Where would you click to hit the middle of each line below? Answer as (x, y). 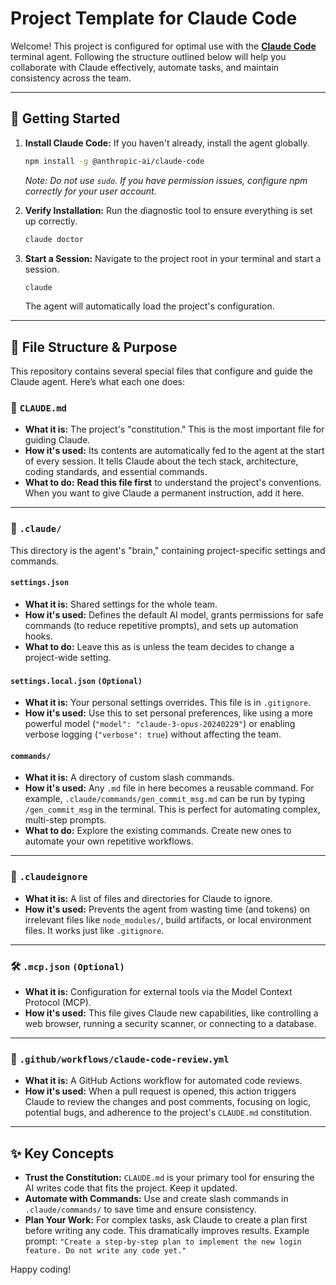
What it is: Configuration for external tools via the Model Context (158, 991)
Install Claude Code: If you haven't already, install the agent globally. (167, 143)
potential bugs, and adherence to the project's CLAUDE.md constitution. (168, 1113)
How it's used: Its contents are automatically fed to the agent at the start (174, 451)
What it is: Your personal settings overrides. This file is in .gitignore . (168, 703)
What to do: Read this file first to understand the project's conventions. (173, 483)
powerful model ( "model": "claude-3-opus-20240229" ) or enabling (160, 724)
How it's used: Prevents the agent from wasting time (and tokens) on (167, 909)
